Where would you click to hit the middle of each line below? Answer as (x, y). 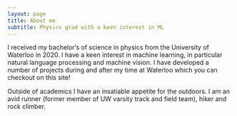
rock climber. (27, 107)
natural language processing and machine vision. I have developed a (108, 63)
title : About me (31, 21)
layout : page (27, 14)
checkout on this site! (39, 78)
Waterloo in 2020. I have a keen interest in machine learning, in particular (115, 55)
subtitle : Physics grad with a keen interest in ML (86, 27)
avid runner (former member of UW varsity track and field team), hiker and (117, 99)
